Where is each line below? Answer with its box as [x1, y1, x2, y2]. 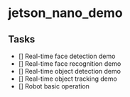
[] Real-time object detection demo [18, 67, 121, 75]
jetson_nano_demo [8, 5, 123, 21]
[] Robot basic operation [18, 82, 90, 90]
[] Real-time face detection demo [18, 52, 116, 60]
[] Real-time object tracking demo [18, 74, 118, 83]
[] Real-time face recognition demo [18, 59, 121, 68]
